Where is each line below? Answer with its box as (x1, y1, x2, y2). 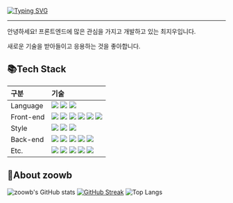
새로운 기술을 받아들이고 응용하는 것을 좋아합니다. (7, 42, 141, 50)
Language (10, 100, 44, 110)
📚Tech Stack (7, 63, 67, 76)
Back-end (10, 134, 44, 144)
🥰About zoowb (7, 170, 73, 182)
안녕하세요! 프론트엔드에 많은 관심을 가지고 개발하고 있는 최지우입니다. (7, 28, 196, 35)
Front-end (10, 112, 45, 121)
